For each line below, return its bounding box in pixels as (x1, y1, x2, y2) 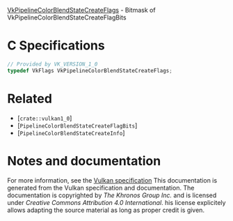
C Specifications (7, 38, 106, 54)
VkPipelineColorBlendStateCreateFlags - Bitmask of (7, 6, 156, 14)
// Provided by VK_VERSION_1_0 (7, 61, 98, 68)
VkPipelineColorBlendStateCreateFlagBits (7, 13, 127, 22)
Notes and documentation (7, 153, 161, 169)
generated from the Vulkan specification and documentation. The (7, 183, 195, 192)
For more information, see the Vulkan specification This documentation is (7, 176, 218, 184)
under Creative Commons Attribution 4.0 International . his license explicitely (7, 198, 226, 206)
